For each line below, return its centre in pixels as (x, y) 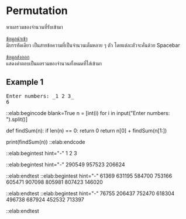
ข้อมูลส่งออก (18, 57)
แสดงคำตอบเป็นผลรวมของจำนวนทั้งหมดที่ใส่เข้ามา (54, 63)
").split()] (17, 119)
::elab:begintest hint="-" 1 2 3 (42, 153)
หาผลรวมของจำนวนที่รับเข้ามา (35, 27)
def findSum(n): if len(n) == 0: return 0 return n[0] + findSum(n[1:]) (87, 130)
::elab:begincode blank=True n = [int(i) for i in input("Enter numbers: (88, 113)
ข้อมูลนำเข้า (17, 39)
